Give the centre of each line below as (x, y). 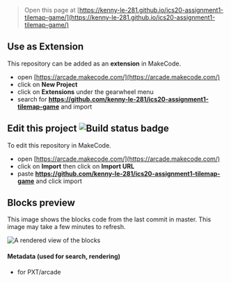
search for (32, 99)
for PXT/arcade (39, 272)
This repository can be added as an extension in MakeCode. (94, 63)
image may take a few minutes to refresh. (66, 227)
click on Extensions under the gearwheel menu (86, 92)
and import (77, 107)
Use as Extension (46, 47)
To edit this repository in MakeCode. (59, 145)
